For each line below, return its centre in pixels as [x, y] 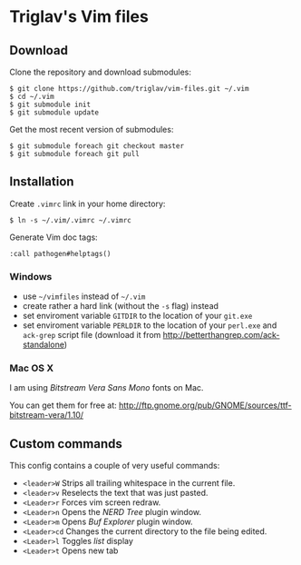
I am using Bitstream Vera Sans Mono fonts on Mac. [107, 388]
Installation [42, 182]
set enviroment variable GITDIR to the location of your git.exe [137, 316]
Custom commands [66, 444]
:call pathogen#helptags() [60, 253]
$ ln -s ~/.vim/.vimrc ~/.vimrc [70, 220]
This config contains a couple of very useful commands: [115, 466]
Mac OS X [32, 368]
